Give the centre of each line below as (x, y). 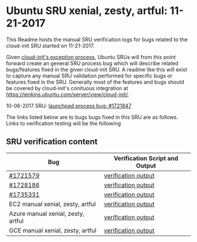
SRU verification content (52, 142)
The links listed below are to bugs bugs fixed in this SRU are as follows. (92, 117)
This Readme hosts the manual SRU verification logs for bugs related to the (97, 39)
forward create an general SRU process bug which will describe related (92, 63)
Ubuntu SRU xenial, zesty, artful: (87, 11)
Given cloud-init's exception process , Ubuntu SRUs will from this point (91, 57)
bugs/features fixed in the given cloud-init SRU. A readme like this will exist (97, 69)
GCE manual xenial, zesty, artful (53, 230)
